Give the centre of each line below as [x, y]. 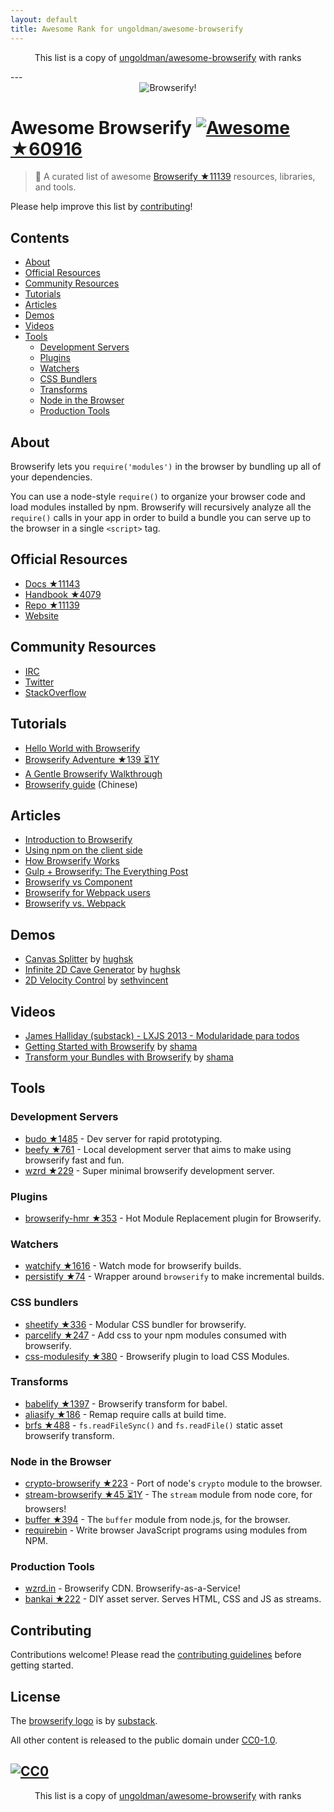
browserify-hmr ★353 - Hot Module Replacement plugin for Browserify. [173, 1218]
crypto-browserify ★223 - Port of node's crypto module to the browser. [173, 1483]
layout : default [44, 19]
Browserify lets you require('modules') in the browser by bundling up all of [166, 467]
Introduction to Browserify [78, 840]
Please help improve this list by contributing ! [101, 207]
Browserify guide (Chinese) [81, 784]
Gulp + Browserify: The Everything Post [106, 872]
